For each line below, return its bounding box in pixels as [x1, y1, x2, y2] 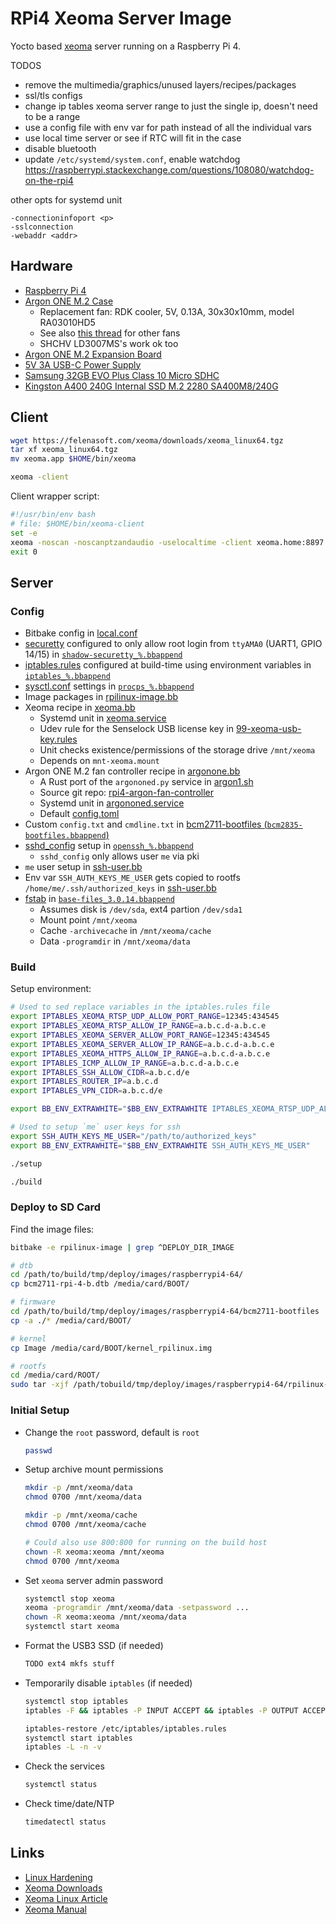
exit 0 [10, 547, 38, 557]
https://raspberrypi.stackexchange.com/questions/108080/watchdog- [24, 163, 315, 176]
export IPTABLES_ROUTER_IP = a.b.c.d [10, 1077, 159, 1087]
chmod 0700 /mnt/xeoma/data [24, 1492, 142, 1502]
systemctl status [24, 1780, 98, 1790]
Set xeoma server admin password [24, 1574, 164, 1586]
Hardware [10, 258, 73, 275]
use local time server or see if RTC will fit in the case [24, 132, 242, 144]
